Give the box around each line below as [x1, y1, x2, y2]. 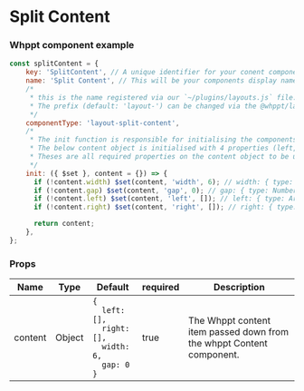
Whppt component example [9, 39, 135, 52]
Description [213, 281, 265, 294]
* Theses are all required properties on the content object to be [29, 152, 290, 161]
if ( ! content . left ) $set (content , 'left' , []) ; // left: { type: [33, 194, 285, 203]
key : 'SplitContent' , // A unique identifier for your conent [25, 68, 265, 77]
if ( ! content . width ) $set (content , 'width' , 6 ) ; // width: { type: [33, 177, 294, 187]
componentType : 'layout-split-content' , [25, 118, 180, 128]
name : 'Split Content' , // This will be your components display [25, 76, 278, 85]
